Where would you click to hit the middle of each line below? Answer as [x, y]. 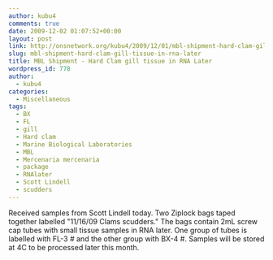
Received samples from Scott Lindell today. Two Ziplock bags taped [122, 213]
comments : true [34, 24]
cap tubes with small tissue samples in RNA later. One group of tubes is [128, 230]
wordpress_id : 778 [39, 69]
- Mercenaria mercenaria [58, 159]
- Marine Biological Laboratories [74, 144]
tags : [17, 106]
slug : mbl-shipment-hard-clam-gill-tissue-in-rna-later [105, 54]
